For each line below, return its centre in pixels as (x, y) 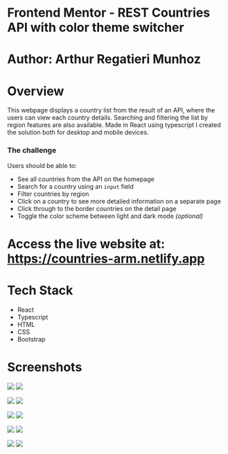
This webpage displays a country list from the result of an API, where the (111, 110)
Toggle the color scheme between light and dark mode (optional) (110, 216)
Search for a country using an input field (75, 186)
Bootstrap (31, 339)
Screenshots (45, 367)
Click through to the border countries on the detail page (97, 208)
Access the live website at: (86, 244)
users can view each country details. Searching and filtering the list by (108, 118)
